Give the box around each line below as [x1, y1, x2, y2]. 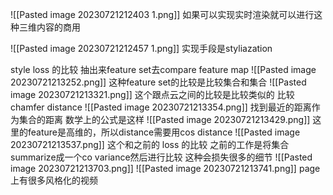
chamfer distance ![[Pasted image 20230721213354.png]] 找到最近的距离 [10, 101, 312, 113]
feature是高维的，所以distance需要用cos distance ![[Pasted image [27, 126, 301, 138]
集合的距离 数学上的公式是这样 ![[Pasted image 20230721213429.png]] [18, 114, 311, 125]
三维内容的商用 [18, 21, 81, 33]
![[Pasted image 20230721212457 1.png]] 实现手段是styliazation [10, 43, 273, 54]
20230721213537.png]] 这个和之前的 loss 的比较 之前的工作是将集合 [10, 139, 290, 150]
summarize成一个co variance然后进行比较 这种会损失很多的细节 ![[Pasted [10, 151, 313, 163]
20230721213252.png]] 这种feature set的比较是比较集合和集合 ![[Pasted [10, 76, 307, 88]
